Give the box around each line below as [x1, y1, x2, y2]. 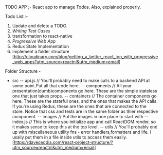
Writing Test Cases [12, 28, 51, 33]
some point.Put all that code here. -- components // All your [12, 83, 132, 89]
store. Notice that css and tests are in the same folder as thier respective [12, 108, 158, 114]
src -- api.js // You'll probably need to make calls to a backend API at [12, 77, 150, 83]
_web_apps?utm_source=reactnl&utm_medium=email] [12, 59, 121, 64]
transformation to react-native [12, 33, 73, 39]
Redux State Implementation [12, 44, 69, 49]
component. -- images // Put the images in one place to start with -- [12, 114, 148, 119]
